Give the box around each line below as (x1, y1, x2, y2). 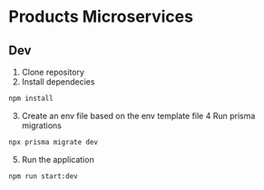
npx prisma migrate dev (8, 137, 99, 146)
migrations (21, 120, 63, 131)
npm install (8, 94, 54, 103)
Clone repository (21, 66, 85, 77)
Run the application (21, 154, 94, 165)
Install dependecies (21, 76, 95, 87)
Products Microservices (8, 6, 194, 27)
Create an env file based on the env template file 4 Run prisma (21, 110, 256, 121)
